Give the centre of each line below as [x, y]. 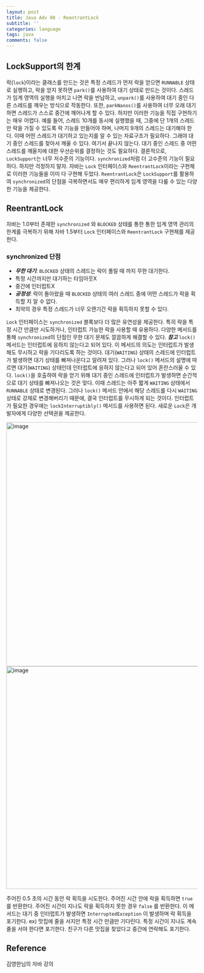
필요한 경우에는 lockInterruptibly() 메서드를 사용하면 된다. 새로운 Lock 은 [101, 405]
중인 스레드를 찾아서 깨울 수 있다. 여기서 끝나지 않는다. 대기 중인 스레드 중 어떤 [105, 143]
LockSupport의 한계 [43, 67]
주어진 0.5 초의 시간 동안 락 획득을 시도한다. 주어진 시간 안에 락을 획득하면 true [100, 898]
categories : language [34, 29]
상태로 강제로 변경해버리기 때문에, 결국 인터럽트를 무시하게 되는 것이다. [90, 398]
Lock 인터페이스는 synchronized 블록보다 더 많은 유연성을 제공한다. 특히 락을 [97, 322]
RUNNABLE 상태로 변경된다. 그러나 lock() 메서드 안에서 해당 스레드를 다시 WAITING [102, 390]
